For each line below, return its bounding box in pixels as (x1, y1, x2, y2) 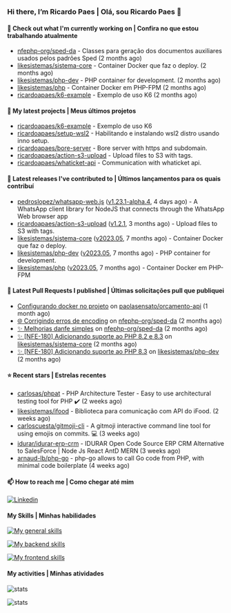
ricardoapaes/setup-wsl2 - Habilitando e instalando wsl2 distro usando (17, 129, 219, 138)
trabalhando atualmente (7, 31, 78, 39)
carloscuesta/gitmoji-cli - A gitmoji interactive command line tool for (17, 422, 211, 430)
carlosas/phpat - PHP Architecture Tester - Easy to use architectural (17, 389, 212, 397)
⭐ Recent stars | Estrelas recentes (7, 371, 107, 379)
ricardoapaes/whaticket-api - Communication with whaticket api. (17, 159, 202, 167)
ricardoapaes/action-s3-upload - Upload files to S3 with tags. (17, 151, 193, 160)
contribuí (7, 182, 34, 190)
